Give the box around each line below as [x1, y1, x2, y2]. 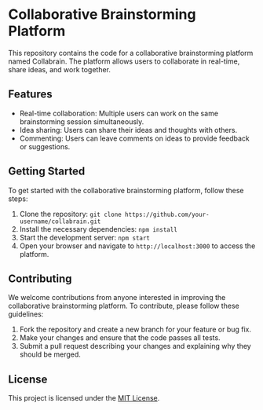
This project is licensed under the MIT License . [8, 394, 160, 403]
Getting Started [8, 165, 86, 178]
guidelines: [8, 309, 44, 319]
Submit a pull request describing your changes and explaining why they [19, 342, 251, 351]
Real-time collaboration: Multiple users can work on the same [19, 108, 218, 118]
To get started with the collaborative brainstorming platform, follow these [8, 185, 244, 195]
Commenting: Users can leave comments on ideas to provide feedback [19, 134, 250, 143]
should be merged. [19, 350, 81, 359]
